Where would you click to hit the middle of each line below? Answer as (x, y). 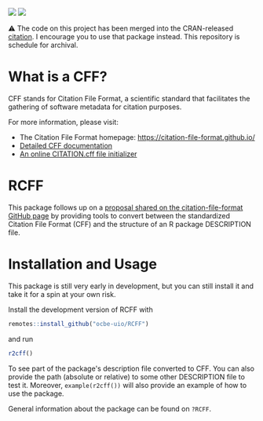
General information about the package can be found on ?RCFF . (110, 408)
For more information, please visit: (64, 122)
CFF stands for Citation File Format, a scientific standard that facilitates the (129, 98)
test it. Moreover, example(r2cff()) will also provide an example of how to (128, 385)
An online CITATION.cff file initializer (78, 154)
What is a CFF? (58, 77)
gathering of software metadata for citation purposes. (95, 107)
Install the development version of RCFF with (80, 309)
